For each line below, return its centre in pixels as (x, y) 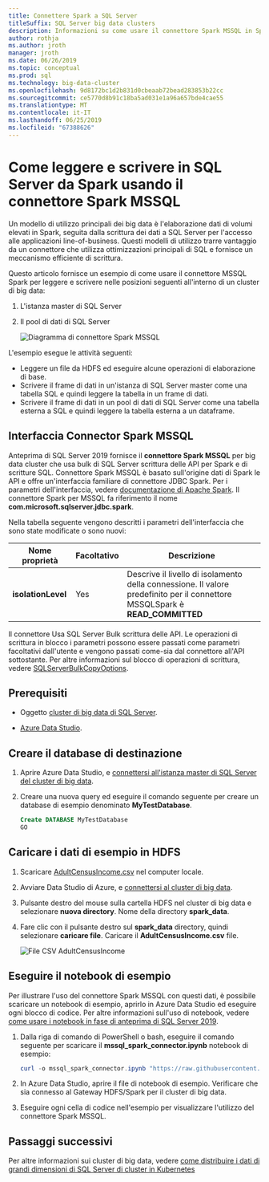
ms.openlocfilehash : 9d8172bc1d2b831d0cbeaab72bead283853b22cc (116, 90)
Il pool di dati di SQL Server (65, 321)
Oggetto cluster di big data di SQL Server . (88, 713)
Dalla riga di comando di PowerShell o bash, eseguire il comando (127, 1037)
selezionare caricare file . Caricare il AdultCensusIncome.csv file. (129, 935)
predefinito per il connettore (179, 594)
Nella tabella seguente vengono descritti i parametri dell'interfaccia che (126, 522)
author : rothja (34, 38)
